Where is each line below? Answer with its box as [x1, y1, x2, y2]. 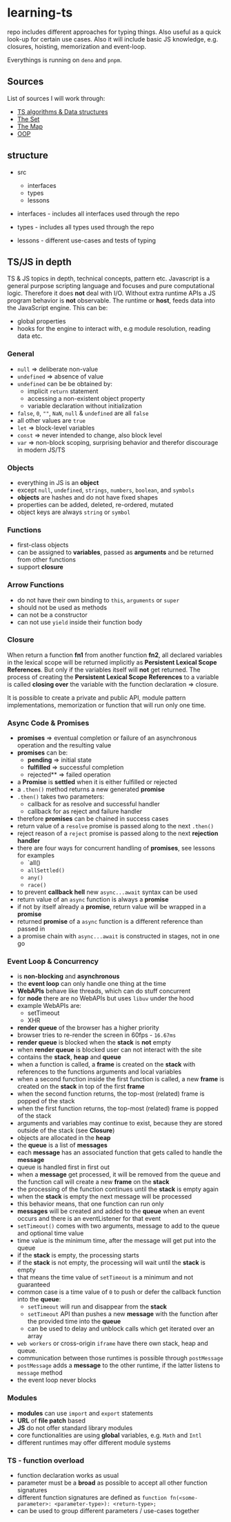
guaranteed [17, 1280, 50, 1289]
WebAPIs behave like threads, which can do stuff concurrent [17, 987, 191, 996]
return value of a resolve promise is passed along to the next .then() [17, 822, 214, 830]
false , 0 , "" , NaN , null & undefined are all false [17, 409, 149, 417]
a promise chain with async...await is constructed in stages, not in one [17, 932, 220, 940]
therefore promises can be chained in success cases [17, 815, 169, 823]
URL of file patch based [17, 1416, 86, 1425]
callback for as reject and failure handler [27, 807, 143, 816]
